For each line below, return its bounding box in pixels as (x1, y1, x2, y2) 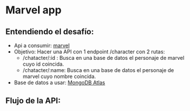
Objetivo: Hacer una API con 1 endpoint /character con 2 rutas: (13, 48, 165, 55)
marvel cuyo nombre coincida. (22, 73, 96, 80)
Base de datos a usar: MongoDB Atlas (13, 79, 106, 86)
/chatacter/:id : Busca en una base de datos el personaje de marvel (22, 55, 185, 61)
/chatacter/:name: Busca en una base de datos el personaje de (22, 67, 174, 73)
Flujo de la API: (5, 96, 61, 106)
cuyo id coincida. (22, 60, 64, 67)
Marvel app (5, 3, 62, 17)
